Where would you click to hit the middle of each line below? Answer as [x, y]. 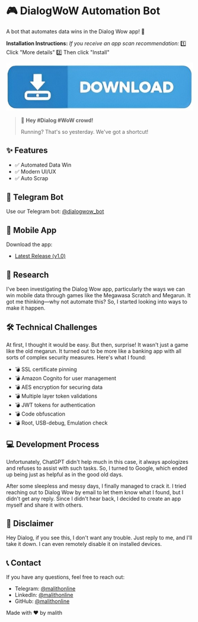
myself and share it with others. [44, 505]
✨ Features [27, 151]
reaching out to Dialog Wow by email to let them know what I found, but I [95, 492]
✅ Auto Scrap [31, 178]
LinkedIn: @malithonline [44, 595]
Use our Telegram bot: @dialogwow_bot [55, 212]
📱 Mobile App [31, 230]
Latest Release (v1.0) [40, 256]
